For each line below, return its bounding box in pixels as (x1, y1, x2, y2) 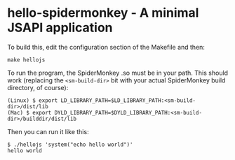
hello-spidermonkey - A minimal (7, 5, 199, 21)
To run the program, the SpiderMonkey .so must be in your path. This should (7, 68, 229, 77)
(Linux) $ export (7, 96, 58, 104)
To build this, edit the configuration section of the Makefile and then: (7, 43, 206, 51)
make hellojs (7, 56, 46, 64)
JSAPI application (7, 20, 113, 36)
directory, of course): (7, 83, 69, 92)
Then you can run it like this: (7, 127, 89, 136)
